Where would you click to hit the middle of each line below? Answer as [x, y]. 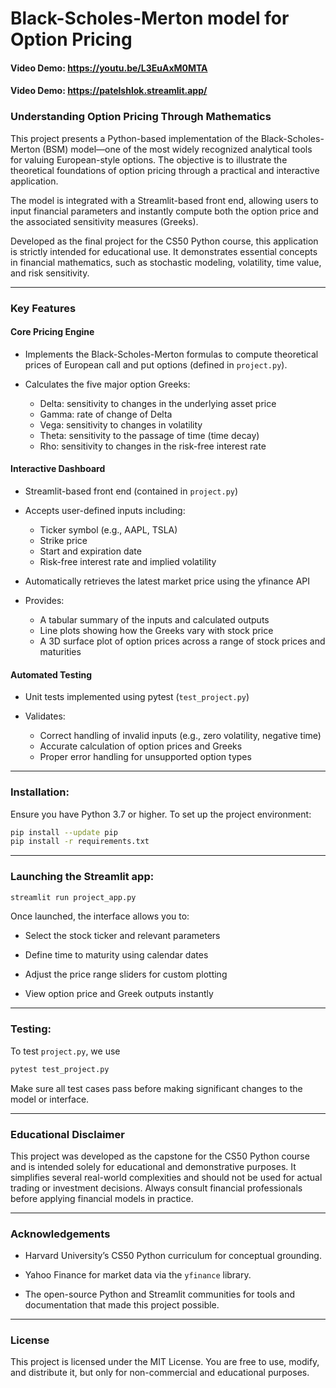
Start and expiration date [90, 551]
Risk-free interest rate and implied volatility [128, 561]
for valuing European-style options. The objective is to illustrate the [149, 159]
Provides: [44, 600]
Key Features [43, 308]
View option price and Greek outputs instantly [119, 994]
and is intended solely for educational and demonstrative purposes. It [153, 1166]
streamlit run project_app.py [73, 897]
